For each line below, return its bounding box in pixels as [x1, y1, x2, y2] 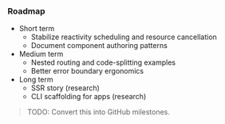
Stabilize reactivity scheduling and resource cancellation [30, 32, 217, 42]
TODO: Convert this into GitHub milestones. [26, 107, 171, 117]
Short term [18, 24, 55, 34]
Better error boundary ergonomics [30, 66, 144, 76]
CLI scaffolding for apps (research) [30, 92, 147, 102]
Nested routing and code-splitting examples [30, 58, 176, 67]
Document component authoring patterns [30, 41, 168, 50]
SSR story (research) [30, 83, 101, 93]
